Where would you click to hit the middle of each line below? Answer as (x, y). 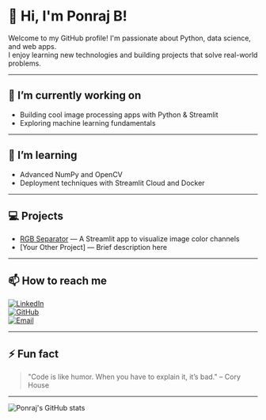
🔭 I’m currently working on (75, 95)
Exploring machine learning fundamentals (87, 123)
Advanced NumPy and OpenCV (71, 174)
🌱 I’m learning (43, 155)
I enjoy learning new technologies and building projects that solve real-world (133, 55)
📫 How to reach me (58, 280)
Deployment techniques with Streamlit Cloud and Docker (112, 183)
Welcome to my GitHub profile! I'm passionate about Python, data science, (130, 38)
